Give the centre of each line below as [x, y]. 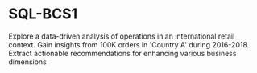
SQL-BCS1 [43, 14]
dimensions [27, 62]
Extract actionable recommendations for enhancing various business [122, 53]
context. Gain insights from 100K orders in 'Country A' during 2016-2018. [129, 44]
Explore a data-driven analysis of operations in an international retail [122, 36]
